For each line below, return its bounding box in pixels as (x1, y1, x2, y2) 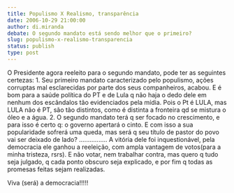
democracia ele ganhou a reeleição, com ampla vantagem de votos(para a (7, 143, 221, 151)
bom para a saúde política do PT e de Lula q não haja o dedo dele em (7, 90, 207, 99)
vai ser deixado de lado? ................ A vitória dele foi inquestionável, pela (7, 135, 215, 143)
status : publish (7, 43, 54, 50)
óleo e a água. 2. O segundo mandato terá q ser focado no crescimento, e (7, 113, 220, 121)
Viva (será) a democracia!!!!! (7, 178, 89, 187)
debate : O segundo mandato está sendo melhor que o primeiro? (7, 29, 192, 37)
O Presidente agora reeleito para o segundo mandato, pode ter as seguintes (7, 68, 226, 77)
